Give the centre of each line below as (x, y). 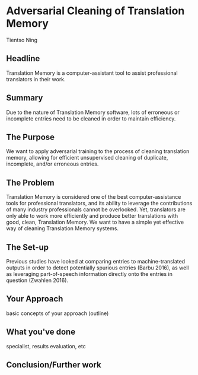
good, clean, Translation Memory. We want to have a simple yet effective (95, 222)
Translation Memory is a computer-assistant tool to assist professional (92, 73)
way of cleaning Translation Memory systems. (63, 228)
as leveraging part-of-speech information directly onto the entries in (90, 274)
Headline (23, 58)
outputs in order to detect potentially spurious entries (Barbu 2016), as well (98, 268)
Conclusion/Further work (54, 365)
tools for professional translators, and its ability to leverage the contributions (99, 204)
